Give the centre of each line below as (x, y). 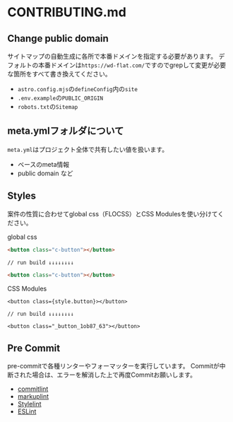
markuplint (33, 397)
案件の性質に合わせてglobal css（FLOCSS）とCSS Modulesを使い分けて (113, 213)
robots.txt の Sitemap (48, 106)
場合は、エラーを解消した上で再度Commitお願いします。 (114, 375)
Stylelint (29, 404)
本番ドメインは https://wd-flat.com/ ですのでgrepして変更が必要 (132, 65)
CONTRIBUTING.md (67, 12)
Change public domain (58, 39)
